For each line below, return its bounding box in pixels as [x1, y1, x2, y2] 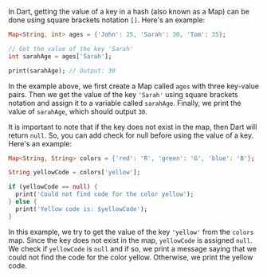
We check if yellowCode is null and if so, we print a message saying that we [8, 244, 257, 253]
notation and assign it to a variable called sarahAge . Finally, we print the [8, 98, 241, 107]
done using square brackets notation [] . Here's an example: [8, 15, 206, 25]
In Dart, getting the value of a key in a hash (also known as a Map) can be [8, 7, 249, 16]
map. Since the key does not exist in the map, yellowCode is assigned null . [8, 235, 253, 245]
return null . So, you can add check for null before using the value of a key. [8, 131, 253, 140]
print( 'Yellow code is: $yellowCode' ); [15, 205, 148, 213]
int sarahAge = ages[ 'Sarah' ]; [8, 52, 112, 60]
